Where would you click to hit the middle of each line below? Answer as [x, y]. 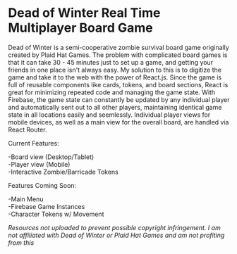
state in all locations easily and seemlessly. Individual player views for [109, 115]
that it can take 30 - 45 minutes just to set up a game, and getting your [111, 62]
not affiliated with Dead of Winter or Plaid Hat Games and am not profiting [116, 235]
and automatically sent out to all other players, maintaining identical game [115, 107]
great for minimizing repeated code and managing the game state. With [112, 92]
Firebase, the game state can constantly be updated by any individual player [119, 99]
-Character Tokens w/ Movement [56, 214]
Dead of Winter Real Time [84, 13]
